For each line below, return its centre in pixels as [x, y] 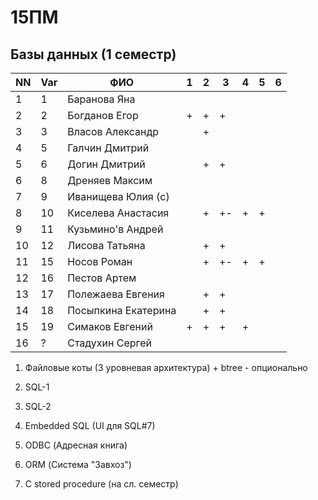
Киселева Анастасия [118, 213]
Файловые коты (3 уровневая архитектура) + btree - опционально [166, 367]
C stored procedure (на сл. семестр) [101, 484]
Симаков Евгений [110, 326]
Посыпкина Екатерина [122, 310]
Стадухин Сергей [110, 343]
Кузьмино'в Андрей [115, 229]
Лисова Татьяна [106, 245]
